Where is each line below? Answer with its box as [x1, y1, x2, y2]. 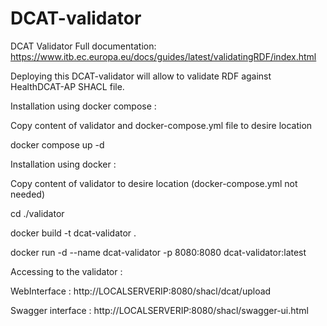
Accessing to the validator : [10, 265, 123, 277]
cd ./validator [10, 207, 65, 219]
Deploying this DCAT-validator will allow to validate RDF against [10, 70, 272, 82]
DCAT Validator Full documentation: [10, 40, 157, 52]
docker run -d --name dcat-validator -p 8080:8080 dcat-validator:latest [10, 246, 307, 258]
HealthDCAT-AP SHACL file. [10, 80, 125, 92]
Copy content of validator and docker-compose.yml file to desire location [10, 119, 313, 131]
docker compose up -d [10, 138, 105, 151]
